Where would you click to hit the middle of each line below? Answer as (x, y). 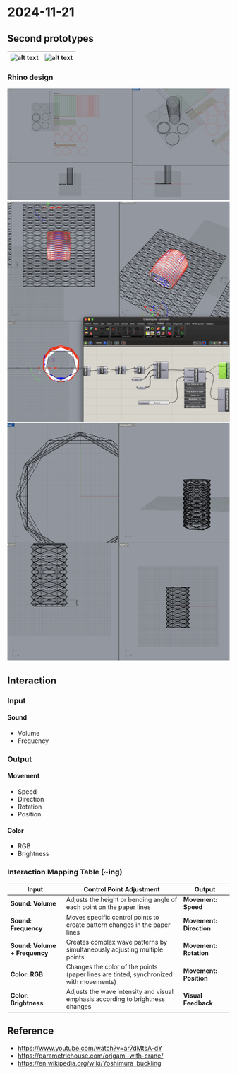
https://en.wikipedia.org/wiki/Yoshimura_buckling (89, 1063)
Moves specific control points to (113, 917)
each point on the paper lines (108, 907)
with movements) (91, 982)
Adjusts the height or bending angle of (122, 900)
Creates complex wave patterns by (117, 942)
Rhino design (30, 77)
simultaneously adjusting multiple (115, 949)
